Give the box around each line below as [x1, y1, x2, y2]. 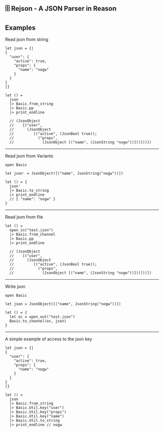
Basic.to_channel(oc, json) [9, 319, 67, 324]
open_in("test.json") [9, 228, 54, 233]
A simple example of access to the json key [5, 336, 92, 342]
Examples [5, 23, 36, 32]
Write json [5, 284, 26, 289]
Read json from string [5, 37, 49, 42]
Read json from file [5, 214, 43, 220]
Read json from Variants [5, 153, 54, 159]
